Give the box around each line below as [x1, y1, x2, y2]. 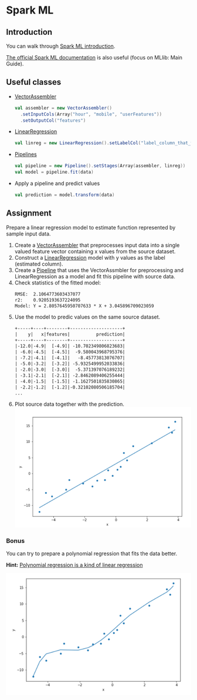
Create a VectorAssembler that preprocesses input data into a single [14, 241, 180, 248]
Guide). [6, 60, 24, 67]
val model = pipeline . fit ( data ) [14, 169, 94, 175]
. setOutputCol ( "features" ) [20, 117, 86, 124]
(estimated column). [14, 260, 63, 267]
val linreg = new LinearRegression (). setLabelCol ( [14, 140, 141, 146]
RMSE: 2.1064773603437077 [14, 291, 81, 297]
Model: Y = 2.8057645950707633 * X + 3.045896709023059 [14, 303, 154, 309]
